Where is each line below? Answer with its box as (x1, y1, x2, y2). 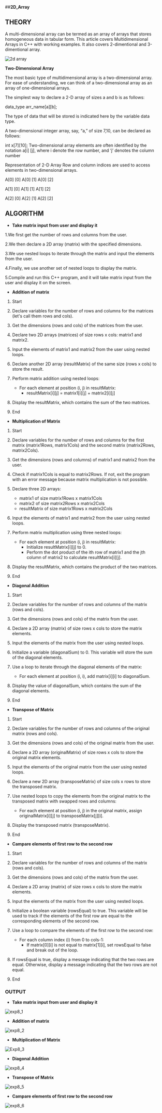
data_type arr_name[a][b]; (5, 104, 57, 110)
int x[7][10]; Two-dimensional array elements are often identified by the (5, 142, 147, 148)
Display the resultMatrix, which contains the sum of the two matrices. (12, 399, 150, 405)
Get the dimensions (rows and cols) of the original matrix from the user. (12, 740, 155, 746)
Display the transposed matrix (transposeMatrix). (12, 822, 110, 828)
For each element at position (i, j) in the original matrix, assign (19, 807, 143, 813)
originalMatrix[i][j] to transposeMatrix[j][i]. (19, 813, 104, 818)
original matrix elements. (12, 754, 61, 760)
